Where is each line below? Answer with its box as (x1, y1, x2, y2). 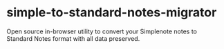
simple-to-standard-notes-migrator (6, 5, 217, 20)
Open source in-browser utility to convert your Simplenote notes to (6, 27, 198, 35)
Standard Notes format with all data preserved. (6, 34, 140, 42)
